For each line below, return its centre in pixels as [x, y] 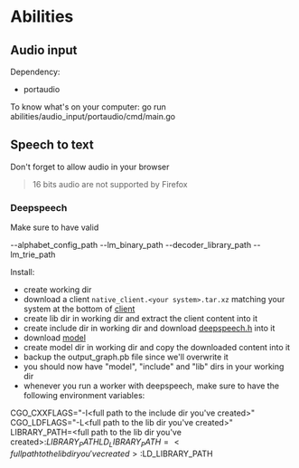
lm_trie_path [33, 254]
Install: [23, 272]
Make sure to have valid [55, 227]
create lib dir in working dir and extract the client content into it [140, 319]
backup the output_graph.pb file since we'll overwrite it [126, 357]
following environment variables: [84, 396]
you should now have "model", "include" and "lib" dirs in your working [154, 367]
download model [55, 338]
